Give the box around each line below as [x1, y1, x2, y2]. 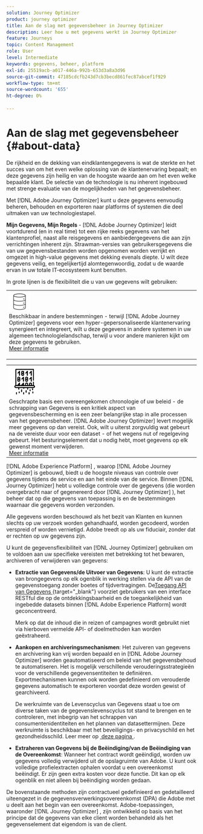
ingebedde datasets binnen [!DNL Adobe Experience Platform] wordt [14, 601, 187, 609]
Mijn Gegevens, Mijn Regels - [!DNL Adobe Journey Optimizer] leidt [6, 221, 177, 229]
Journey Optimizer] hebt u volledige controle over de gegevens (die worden [6, 482, 195, 489]
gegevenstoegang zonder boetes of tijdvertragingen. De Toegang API [14, 582, 187, 589]
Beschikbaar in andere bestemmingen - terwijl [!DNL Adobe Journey [8, 312, 180, 319]
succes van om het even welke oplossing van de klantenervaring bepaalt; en [6, 165, 197, 173]
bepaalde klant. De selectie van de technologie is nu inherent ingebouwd [6, 178, 188, 185]
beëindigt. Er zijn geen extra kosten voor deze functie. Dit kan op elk [14, 770, 185, 778]
